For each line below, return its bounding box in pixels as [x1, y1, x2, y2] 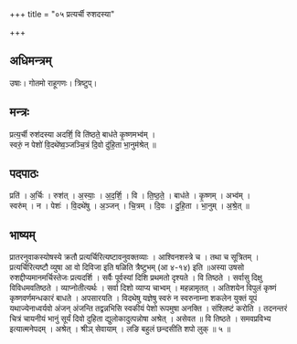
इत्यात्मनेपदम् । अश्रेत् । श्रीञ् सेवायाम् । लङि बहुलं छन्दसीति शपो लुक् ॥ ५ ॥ [9, 324, 231, 335]
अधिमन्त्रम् [9, 53, 52, 68]
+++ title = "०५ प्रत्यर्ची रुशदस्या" [9, 9, 115, 19]
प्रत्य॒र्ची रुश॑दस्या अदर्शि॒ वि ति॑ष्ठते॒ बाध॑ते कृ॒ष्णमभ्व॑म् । [9, 129, 156, 140]
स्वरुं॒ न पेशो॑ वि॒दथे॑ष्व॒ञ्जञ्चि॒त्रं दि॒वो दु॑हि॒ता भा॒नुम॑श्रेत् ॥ [9, 139, 157, 150]
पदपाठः [9, 166, 39, 182]
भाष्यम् [9, 227, 36, 243]
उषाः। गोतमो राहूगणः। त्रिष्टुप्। [9, 78, 98, 89]
